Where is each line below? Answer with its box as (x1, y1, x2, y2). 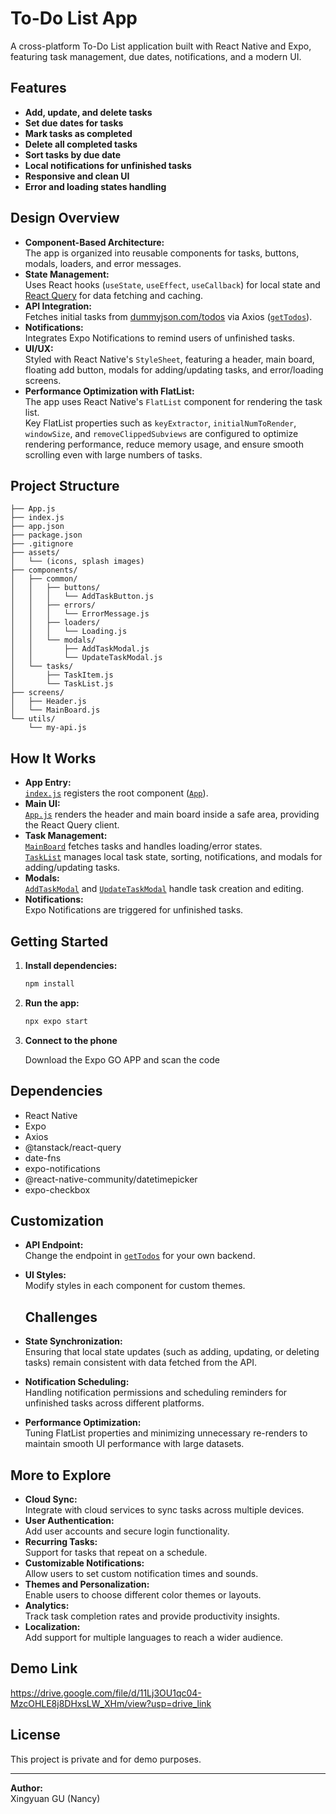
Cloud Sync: (24, 1493, 78, 1505)
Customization (10, 1212, 105, 1229)
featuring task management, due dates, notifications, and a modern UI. (10, 50, 302, 62)
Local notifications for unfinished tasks (24, 159, 192, 171)
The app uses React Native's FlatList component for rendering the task (24, 395, 323, 407)
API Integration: (24, 300, 92, 312)
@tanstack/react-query (24, 1141, 122, 1153)
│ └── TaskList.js (10, 679, 114, 689)
